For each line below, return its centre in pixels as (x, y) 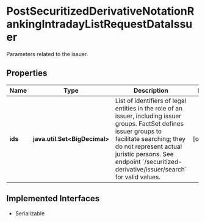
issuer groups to (138, 131)
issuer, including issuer (148, 116)
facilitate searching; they (150, 138)
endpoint (128, 162)
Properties (27, 73)
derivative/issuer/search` (151, 169)
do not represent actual (149, 146)
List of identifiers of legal (151, 101)
